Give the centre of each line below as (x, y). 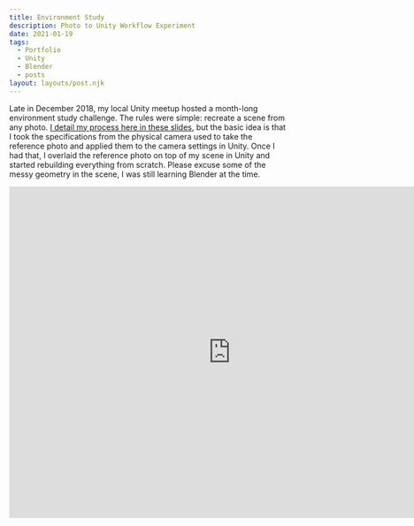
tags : (19, 42)
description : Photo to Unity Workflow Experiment (103, 26)
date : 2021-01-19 (41, 34)
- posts (31, 75)
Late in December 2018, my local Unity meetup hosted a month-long (134, 108)
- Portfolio (39, 50)
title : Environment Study (57, 17)
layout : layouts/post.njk (57, 83)
